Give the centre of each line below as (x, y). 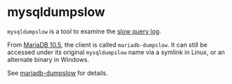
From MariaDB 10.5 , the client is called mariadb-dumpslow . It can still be (107, 44)
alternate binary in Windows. (48, 59)
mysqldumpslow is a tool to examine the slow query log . (84, 31)
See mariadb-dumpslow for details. (58, 73)
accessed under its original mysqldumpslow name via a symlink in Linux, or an (116, 52)
